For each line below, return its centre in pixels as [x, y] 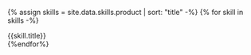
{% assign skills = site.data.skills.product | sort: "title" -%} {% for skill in [125, 12]
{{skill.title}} [27, 36]
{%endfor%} [28, 44]
